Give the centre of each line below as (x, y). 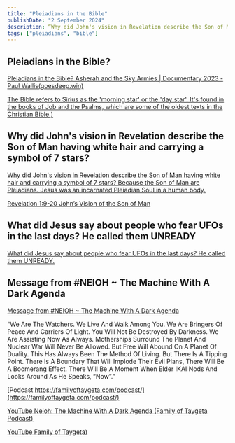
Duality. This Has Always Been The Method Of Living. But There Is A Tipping (117, 353)
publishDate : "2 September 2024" (56, 20)
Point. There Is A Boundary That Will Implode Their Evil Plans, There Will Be (116, 361)
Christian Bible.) (30, 114)
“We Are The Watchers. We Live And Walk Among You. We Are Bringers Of (115, 324)
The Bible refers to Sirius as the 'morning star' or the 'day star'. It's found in (116, 99)
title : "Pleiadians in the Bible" (58, 14)
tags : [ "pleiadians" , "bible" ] (53, 33)
